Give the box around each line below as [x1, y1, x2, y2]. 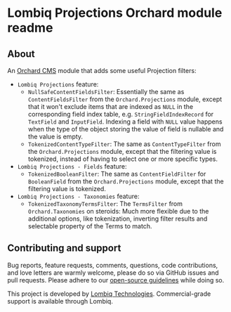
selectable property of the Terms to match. [27, 222, 152, 230]
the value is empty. [27, 132, 83, 141]
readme [7, 20, 53, 36]
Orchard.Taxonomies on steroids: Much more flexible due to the [27, 207, 209, 215]
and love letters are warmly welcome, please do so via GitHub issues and [7, 268, 219, 277]
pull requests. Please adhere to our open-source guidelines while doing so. [7, 275, 225, 284]
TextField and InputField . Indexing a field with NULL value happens [27, 117, 223, 126]
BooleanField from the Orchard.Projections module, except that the [27, 177, 224, 186]
